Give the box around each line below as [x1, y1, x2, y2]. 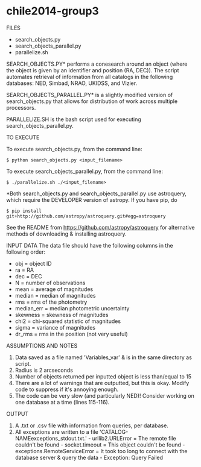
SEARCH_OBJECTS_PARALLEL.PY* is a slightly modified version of [6, 91, 173, 98]
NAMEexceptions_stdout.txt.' [14, 434, 88, 442]
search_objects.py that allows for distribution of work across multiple [6, 98, 178, 105]
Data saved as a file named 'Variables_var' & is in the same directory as [14, 354, 192, 361]
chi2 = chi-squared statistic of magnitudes [14, 318, 121, 325]
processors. [6, 104, 36, 111]
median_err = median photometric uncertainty [14, 304, 130, 312]
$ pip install [6, 208, 42, 214]
